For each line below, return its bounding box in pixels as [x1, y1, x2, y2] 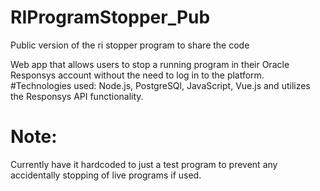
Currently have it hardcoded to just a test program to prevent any [10, 158, 278, 170]
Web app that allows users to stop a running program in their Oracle [10, 58, 290, 70]
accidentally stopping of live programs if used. [10, 169, 202, 181]
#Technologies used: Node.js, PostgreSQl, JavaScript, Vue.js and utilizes [10, 79, 311, 91]
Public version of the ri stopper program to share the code [10, 39, 250, 51]
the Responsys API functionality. [10, 90, 144, 102]
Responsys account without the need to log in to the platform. [10, 69, 265, 81]
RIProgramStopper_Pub [10, 6, 211, 29]
